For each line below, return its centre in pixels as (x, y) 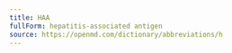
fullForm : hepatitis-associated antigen (86, 26)
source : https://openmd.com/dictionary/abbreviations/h (116, 34)
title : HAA (30, 18)
